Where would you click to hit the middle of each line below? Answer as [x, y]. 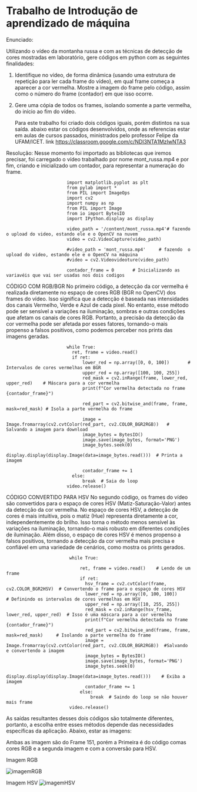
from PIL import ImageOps [98, 193]
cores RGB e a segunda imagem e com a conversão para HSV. [81, 748]
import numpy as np [91, 203]
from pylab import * [92, 188]
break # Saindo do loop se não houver [139, 697]
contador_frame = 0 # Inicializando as [123, 270]
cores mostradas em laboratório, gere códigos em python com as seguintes [98, 57]
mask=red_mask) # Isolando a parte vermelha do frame [79, 635]
